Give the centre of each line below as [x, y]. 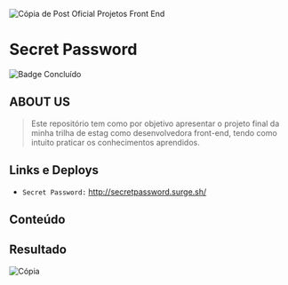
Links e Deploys [54, 170]
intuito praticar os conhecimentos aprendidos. [115, 142]
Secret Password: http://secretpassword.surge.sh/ [114, 192]
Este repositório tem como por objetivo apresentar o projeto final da [155, 123]
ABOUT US [40, 102]
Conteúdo [37, 219]
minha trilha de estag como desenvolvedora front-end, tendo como [154, 132]
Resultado [38, 250]
